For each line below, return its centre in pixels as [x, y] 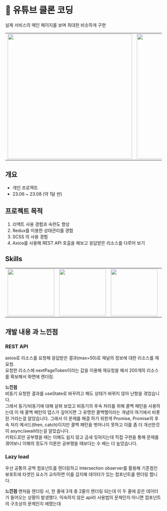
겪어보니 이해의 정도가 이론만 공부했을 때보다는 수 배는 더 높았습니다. [71, 444]
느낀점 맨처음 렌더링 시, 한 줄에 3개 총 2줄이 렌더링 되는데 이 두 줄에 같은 [75, 491]
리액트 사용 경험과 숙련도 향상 [41, 224]
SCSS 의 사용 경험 [30, 237]
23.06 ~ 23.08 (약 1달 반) [37, 194]
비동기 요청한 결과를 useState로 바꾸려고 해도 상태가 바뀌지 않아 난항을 [74, 394]
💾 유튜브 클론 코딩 [39, 10]
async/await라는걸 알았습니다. [40, 431]
